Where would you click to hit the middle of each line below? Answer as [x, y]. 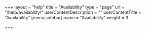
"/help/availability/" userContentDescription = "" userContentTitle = [73, 12]
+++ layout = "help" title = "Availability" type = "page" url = [65, 7]
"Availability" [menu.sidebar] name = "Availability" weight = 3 [67, 17]
